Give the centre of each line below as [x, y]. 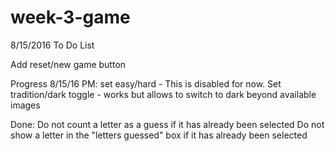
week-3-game [70, 17]
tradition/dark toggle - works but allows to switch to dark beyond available [163, 94]
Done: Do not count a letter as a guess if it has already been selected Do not [167, 124]
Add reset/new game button [68, 64]
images [25, 105]
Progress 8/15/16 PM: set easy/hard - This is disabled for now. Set [146, 83]
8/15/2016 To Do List [52, 45]
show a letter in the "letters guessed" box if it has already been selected [159, 135]
